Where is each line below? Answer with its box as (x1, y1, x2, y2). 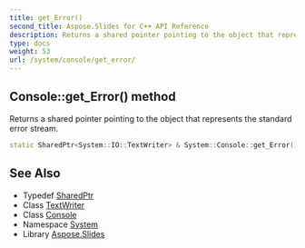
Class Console (22, 209, 77, 220)
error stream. (9, 123, 59, 134)
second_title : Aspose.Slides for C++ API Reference (9, 22, 209, 31)
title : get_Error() (9, 13, 84, 23)
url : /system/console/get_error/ (9, 55, 136, 64)
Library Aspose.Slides (22, 228, 105, 239)
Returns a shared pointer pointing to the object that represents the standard (9, 113, 292, 124)
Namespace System (22, 219, 98, 230)
